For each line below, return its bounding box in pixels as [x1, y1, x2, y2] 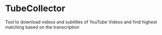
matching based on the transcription [5, 24, 80, 30]
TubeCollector [5, 3, 66, 14]
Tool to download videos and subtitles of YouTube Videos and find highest [5, 19, 158, 25]
